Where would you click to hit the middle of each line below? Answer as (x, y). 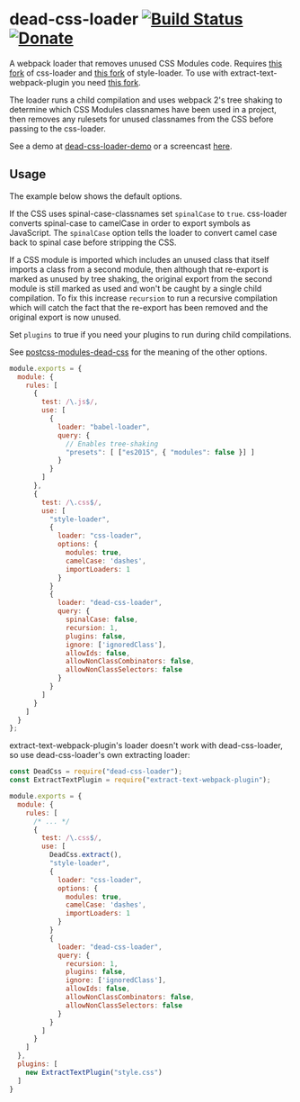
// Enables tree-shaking (112, 444)
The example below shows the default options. (96, 196)
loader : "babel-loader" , (104, 427)
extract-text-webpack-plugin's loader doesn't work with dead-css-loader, (146, 745)
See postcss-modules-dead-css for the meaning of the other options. (138, 352)
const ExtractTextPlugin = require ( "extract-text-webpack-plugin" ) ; (140, 780)
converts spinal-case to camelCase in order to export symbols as (130, 223)
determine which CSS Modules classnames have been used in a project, (143, 109)
